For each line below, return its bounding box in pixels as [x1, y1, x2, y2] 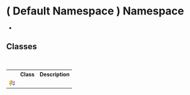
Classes [6, 41, 37, 52]
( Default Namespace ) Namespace [6, 4, 185, 18]
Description [39, 71, 70, 78]
